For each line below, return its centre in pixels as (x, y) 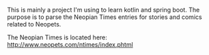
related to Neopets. (34, 24)
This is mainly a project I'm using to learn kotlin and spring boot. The (103, 10)
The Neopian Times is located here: (57, 37)
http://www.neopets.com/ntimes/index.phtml (70, 44)
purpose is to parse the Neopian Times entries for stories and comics (105, 17)
